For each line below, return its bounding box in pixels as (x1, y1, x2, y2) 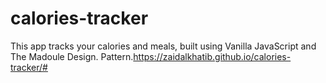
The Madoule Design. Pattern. (10, 50, 134, 62)
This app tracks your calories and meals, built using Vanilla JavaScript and (10, 40, 317, 52)
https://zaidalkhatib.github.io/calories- (133, 50, 292, 62)
